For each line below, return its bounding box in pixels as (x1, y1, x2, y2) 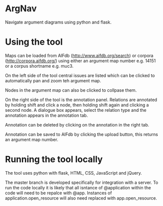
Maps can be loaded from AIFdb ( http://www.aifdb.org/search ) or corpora (5, 52, 154, 58)
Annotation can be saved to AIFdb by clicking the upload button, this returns (5, 131, 159, 137)
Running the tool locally (5, 154, 103, 165)
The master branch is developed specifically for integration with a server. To (5, 180, 159, 185)
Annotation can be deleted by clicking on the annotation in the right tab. (5, 122, 150, 128)
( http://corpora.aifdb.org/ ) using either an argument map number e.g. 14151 (5, 57, 156, 64)
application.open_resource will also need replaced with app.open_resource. (5, 195, 157, 201)
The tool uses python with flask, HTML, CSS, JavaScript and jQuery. (5, 170, 143, 176)
